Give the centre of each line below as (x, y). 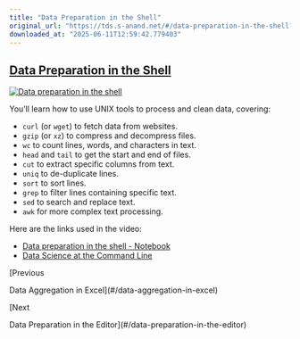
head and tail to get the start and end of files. (107, 155)
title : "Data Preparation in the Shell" (86, 17)
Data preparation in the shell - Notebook (96, 246)
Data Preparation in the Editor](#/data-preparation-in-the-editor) (128, 325)
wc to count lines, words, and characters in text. (109, 145)
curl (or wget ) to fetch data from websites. (100, 127)
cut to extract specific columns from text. (98, 164)
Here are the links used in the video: (76, 229)
